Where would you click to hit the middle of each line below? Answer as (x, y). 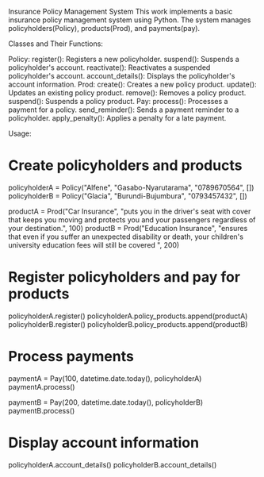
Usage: (20, 133)
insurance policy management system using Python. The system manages (130, 20)
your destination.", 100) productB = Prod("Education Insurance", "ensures (128, 228)
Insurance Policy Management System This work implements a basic (121, 12)
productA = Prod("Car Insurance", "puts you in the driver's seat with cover (130, 211)
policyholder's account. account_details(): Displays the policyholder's (122, 76)
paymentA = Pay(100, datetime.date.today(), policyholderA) (105, 378)
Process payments (71, 357)
